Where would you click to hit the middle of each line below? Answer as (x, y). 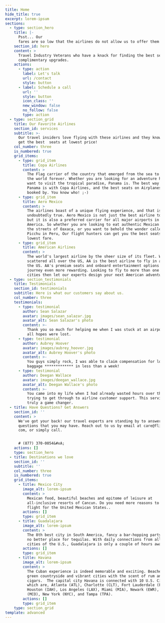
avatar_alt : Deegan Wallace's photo (60, 385)
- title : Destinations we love (41, 457)
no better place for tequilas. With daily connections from (90, 539)
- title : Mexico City (40, 485)
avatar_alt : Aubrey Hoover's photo (59, 353)
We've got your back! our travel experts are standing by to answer (90, 421)
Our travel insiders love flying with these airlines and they (84, 138)
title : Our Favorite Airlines (45, 124)
